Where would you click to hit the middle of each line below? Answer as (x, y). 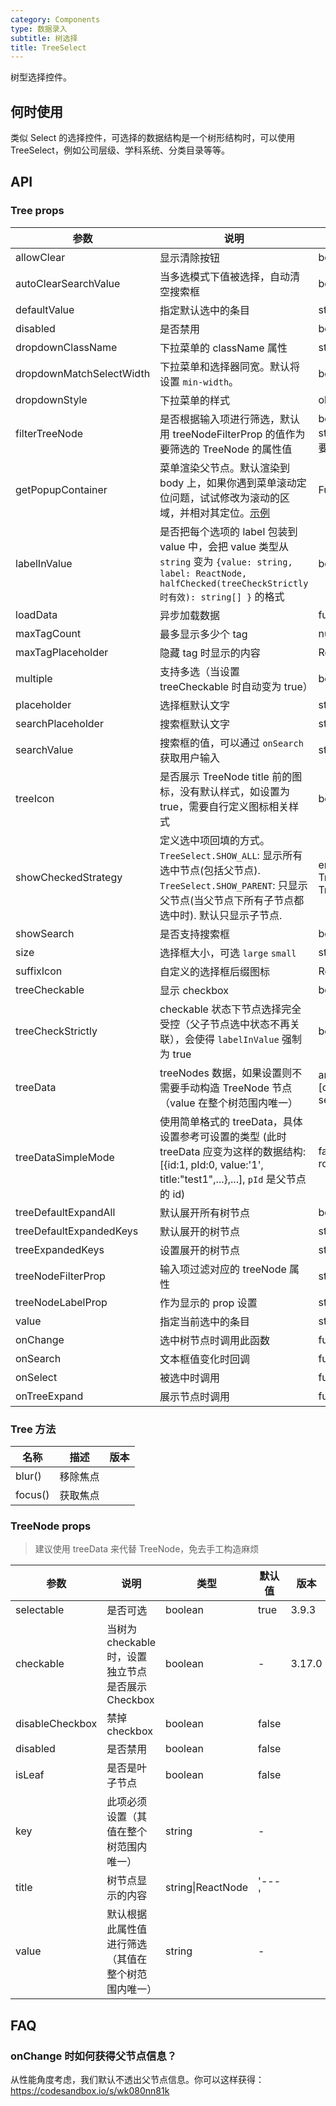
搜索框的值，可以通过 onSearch (231, 743)
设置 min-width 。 (199, 381)
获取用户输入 (190, 758)
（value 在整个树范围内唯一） (228, 1103)
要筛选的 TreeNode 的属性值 (226, 449)
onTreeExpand (49, 1396)
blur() (28, 1476)
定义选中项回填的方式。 (215, 840)
